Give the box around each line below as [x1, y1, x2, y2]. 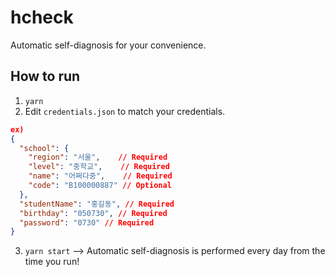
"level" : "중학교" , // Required [28, 162, 170, 172]
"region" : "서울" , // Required [28, 152, 168, 163]
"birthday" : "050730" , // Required [19, 208, 168, 218]
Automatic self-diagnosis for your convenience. [10, 39, 207, 51]
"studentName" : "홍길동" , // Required [19, 199, 175, 209]
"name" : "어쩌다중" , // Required [28, 171, 173, 181]
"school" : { [19, 143, 70, 153]
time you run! [24, 256, 80, 268]
